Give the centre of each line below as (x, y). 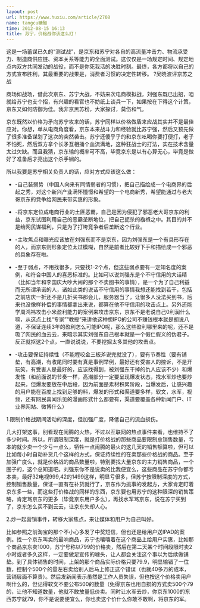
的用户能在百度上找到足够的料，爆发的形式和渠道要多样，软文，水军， (101, 392)
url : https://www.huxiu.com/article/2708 (58, 17)
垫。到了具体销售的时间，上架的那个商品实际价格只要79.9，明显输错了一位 (98, 562)
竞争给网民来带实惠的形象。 (70, 199)
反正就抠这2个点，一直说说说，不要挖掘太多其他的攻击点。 (87, 342)
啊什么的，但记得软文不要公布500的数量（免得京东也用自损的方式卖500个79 (100, 584)
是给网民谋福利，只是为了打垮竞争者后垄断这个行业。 (80, 227)
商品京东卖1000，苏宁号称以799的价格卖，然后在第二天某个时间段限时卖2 (101, 547)
